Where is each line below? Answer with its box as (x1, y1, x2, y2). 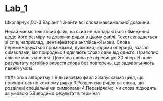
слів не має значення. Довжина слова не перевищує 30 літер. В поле (5, 54, 152, 60)
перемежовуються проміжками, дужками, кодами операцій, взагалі (5, 44, 150, 50)
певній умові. (5, 65, 33, 71)
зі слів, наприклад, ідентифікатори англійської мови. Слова (5, 39, 130, 45)
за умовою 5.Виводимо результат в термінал (5, 90, 100, 96)
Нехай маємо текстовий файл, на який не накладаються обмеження (5, 28, 149, 34)
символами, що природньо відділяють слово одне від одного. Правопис (5, 50, 159, 55)
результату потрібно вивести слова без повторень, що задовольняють (5, 60, 155, 66)
